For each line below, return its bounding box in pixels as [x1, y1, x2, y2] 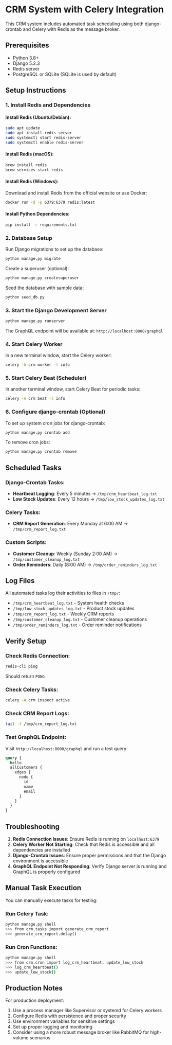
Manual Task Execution [5, 883, 82, 892]
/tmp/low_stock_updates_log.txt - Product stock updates [12, 606, 135, 612]
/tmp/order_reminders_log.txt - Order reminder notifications [12, 622, 142, 628]
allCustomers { [10, 765, 43, 770]
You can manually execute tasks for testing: [5, 897, 98, 904]
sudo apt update [5, 126, 40, 131]
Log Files [5, 576, 35, 585]
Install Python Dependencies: [5, 211, 70, 217]
